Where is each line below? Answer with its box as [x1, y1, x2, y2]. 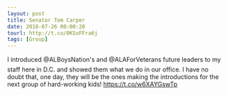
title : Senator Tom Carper [7, 17, 85, 24]
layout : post [7, 10, 45, 17]
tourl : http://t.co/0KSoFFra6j [7, 29, 98, 37]
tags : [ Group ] [7, 36, 49, 43]
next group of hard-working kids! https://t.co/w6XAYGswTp [7, 80, 178, 89]
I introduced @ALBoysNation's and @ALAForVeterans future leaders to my [7, 55, 221, 64]
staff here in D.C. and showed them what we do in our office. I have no [7, 65, 209, 74]
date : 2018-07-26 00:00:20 [7, 23, 85, 30]
